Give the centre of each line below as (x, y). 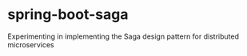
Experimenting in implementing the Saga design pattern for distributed (123, 36)
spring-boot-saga (68, 15)
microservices (31, 44)
